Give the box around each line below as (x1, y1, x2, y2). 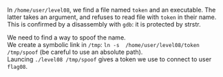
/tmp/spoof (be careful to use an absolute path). (7, 48, 143, 56)
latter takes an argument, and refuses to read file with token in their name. (7, 13, 217, 21)
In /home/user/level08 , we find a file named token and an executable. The (7, 6, 216, 14)
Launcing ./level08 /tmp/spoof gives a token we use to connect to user (7, 55, 212, 63)
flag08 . (7, 63, 28, 70)
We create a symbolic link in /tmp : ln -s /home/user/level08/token (7, 41, 200, 48)
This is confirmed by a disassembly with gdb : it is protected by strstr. (7, 20, 201, 28)
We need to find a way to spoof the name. (7, 33, 126, 42)
